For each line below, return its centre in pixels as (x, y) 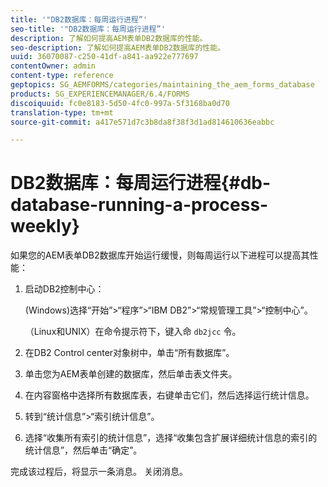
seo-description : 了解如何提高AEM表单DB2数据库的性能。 (118, 47)
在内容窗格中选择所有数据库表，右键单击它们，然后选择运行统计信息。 (169, 395)
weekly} (45, 226)
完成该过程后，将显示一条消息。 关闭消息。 (99, 472)
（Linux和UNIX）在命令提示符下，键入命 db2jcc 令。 (133, 332)
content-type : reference (62, 76)
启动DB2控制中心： (64, 289)
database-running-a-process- (139, 205)
